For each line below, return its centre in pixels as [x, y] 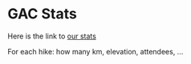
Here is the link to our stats [52, 36]
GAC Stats [42, 14]
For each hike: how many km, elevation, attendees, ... [95, 51]
